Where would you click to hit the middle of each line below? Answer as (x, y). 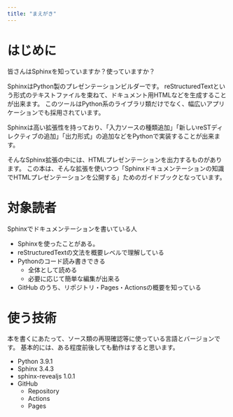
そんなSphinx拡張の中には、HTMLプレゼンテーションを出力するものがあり (115, 160)
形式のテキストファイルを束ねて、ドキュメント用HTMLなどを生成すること (120, 94)
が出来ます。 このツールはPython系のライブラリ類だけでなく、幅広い (107, 104)
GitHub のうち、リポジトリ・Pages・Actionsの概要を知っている (109, 287)
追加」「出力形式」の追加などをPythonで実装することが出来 (129, 136)
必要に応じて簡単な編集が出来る (74, 278)
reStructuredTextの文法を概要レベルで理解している (91, 252)
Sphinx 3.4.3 (36, 369)
